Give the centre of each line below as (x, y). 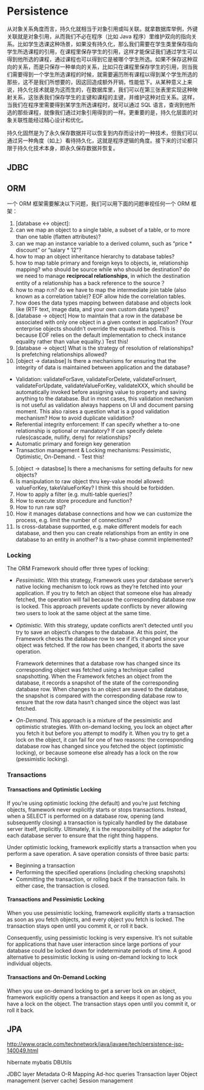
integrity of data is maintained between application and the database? (103, 367)
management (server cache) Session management (70, 1080)
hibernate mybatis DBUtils (39, 1062)
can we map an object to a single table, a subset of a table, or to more (103, 230)
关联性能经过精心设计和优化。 (49, 120)
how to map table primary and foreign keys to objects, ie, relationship (102, 263)
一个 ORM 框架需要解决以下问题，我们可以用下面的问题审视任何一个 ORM (98, 204)
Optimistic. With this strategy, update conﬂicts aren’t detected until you (104, 626)
